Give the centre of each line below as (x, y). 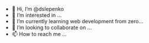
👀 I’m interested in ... (37, 15)
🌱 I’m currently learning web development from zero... (77, 21)
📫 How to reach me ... (39, 34)
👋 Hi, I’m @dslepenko (38, 9)
